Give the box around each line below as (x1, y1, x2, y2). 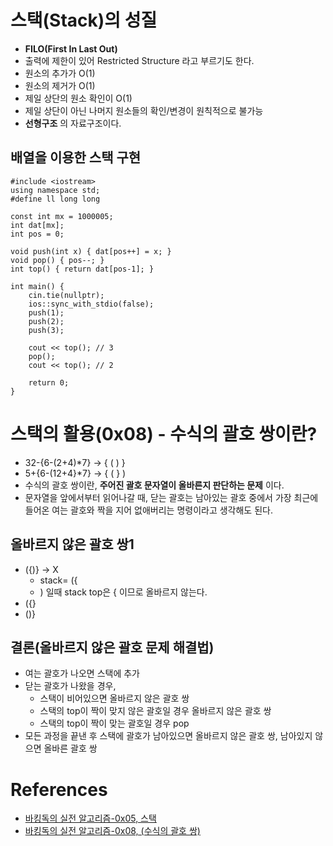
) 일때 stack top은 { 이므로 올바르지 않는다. (39, 586, 208, 598)
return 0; (28, 377, 70, 388)
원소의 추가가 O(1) (24, 67, 96, 79)
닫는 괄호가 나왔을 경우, (24, 680, 117, 692)
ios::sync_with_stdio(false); (28, 299, 155, 309)
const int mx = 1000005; (10, 211, 114, 221)
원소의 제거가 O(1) (24, 79, 96, 91)
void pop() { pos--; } (10, 255, 105, 265)
